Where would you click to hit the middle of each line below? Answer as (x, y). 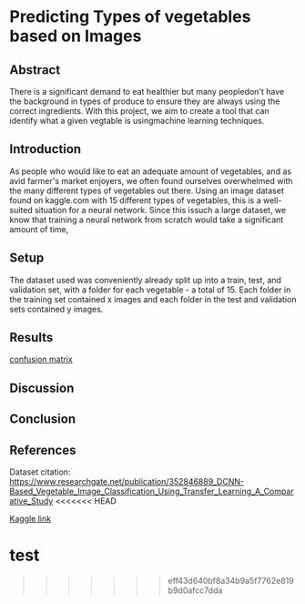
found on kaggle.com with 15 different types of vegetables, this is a (135, 200)
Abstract (35, 70)
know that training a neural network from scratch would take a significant (147, 220)
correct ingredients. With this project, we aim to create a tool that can (140, 111)
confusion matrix (41, 359)
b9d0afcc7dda (195, 590)
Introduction (46, 149)
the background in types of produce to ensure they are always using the (145, 101)
